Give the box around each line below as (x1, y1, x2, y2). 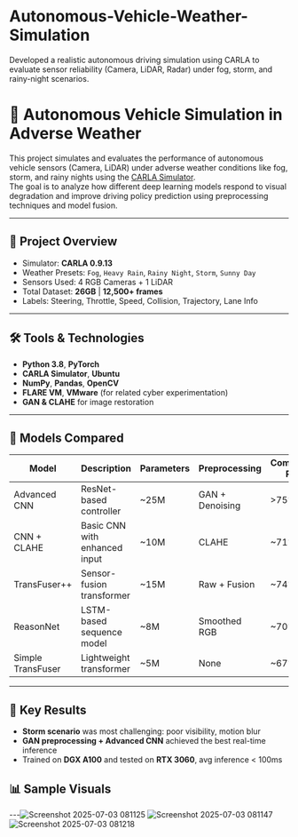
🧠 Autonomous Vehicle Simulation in (9, 105, 283, 125)
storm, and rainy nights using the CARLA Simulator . (9, 171, 196, 182)
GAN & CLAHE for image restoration (21, 396, 154, 407)
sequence (81, 626, 122, 639)
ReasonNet (13, 620, 60, 633)
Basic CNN (81, 520, 127, 532)
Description (81, 462, 131, 474)
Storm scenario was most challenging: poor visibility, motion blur (21, 726, 262, 737)
